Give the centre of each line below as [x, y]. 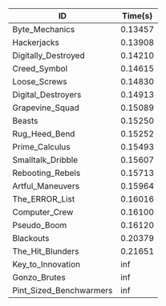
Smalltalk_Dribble [45, 160]
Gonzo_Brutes [39, 277]
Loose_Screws [40, 82]
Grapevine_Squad [46, 108]
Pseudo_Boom [40, 225]
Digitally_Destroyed [49, 55]
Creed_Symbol [40, 69]
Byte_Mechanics [44, 29]
